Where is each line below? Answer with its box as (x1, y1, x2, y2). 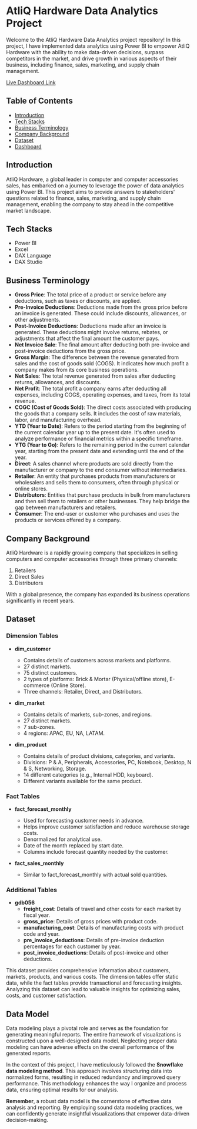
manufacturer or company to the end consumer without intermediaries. (14, 467, 187, 474)
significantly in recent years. (6, 597, 75, 604)
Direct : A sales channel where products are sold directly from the (14, 460, 173, 467)
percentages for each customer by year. (23, 943, 121, 950)
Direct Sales (14, 573, 44, 580)
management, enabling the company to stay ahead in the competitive (6, 200, 174, 207)
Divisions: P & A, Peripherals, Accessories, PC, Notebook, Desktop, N (23, 758, 192, 765)
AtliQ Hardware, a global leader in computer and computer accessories (6, 176, 178, 183)
